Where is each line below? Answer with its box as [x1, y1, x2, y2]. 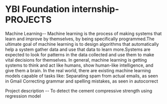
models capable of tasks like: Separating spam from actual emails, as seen [5, 73, 158, 79]
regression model [5, 93, 41, 99]
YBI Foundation [5, 3, 70, 15]
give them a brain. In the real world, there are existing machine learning [5, 67, 151, 73]
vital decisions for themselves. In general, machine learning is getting [5, 57, 147, 63]
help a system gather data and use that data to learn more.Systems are [5, 46, 151, 52]
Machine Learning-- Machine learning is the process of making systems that [5, 30, 162, 36]
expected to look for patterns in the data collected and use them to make [5, 51, 155, 58]
